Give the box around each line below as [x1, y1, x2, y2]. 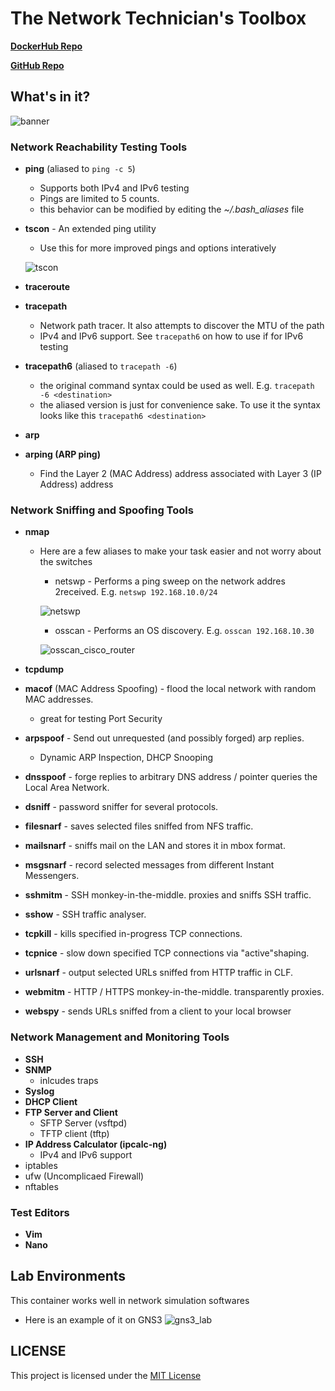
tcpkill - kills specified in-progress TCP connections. [24, 928, 243, 940]
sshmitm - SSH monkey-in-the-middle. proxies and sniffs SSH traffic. [24, 889, 312, 901]
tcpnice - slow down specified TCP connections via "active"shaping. [24, 947, 310, 959]
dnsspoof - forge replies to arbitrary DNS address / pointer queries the [24, 771, 318, 783]
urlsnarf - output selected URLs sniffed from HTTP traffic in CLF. [24, 967, 294, 979]
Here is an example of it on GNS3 [24, 1313, 163, 1326]
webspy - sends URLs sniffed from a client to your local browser [24, 1005, 292, 1017]
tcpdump [24, 663, 64, 676]
